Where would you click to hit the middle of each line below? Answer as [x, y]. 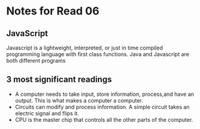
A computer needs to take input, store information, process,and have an [105, 94]
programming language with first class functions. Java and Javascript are [98, 54]
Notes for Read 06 [53, 11]
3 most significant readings [59, 80]
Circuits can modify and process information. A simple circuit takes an [102, 107]
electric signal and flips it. [47, 113]
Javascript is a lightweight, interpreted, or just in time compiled [85, 48]
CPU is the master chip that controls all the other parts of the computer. [104, 119]
